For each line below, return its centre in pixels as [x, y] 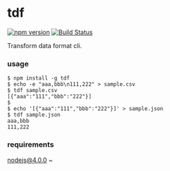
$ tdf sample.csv [32, 91]
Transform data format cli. [45, 45]
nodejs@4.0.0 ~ [30, 160]
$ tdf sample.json [34, 115]
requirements [31, 144]
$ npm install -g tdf [39, 78]
